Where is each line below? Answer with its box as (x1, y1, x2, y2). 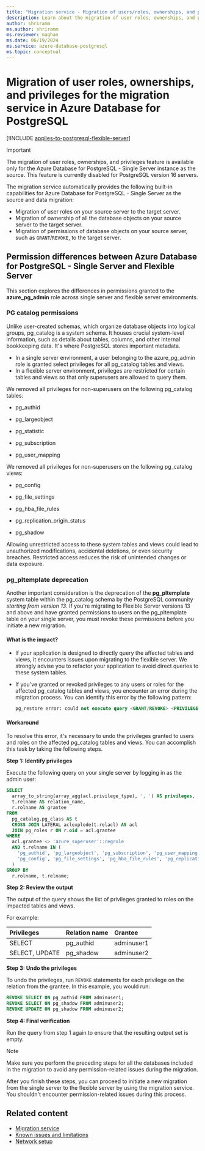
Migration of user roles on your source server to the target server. (15, 207, 181, 215)
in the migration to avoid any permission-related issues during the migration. (6, 1066, 198, 1073)
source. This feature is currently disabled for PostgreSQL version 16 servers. (6, 171, 198, 178)
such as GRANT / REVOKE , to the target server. (15, 234, 121, 241)
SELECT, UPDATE (9, 949, 60, 958)
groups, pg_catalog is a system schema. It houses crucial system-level (6, 329, 184, 337)
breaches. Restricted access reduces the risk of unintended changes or (6, 553, 187, 561)
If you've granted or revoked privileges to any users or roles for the (15, 680, 184, 688)
